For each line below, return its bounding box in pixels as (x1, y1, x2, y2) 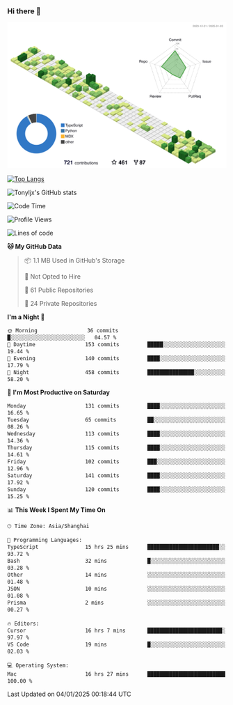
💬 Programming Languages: (7, 536, 82, 544)
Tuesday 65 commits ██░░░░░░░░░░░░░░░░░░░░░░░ (7, 417, 226, 424)
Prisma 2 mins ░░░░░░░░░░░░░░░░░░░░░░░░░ (7, 599, 226, 607)
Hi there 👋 (7, 6, 42, 16)
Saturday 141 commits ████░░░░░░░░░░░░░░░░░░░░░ (7, 472, 226, 479)
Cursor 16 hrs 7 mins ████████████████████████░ (7, 627, 226, 635)
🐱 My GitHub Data (7, 242, 63, 251)
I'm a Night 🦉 (7, 313, 45, 321)
